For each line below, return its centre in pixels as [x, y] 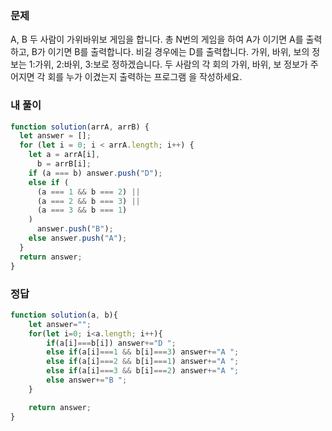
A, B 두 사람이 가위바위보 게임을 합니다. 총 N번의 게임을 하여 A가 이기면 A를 [157, 39]
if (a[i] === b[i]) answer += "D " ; [111, 343]
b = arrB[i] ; [64, 164]
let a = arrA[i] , [64, 155]
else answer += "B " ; [87, 380]
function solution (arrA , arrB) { [80, 127]
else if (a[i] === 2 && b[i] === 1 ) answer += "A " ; [143, 362]
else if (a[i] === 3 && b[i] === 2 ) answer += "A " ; [143, 371]
